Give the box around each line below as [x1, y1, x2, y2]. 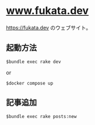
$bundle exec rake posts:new [6, 113, 77, 119]
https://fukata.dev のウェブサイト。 [6, 24, 92, 31]
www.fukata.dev [6, 4, 89, 18]
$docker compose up [6, 80, 54, 86]
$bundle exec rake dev [6, 58, 61, 65]
